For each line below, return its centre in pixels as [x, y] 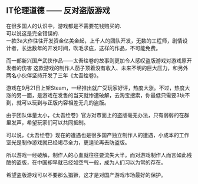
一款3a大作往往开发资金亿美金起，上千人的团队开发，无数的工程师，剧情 [94, 41]
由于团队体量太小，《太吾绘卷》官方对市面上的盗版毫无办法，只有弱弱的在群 [98, 115]
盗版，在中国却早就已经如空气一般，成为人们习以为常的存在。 [91, 162]
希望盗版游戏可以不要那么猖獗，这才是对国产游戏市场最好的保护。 [86, 175]
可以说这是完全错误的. [33, 33]
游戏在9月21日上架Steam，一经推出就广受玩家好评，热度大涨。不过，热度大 [98, 88]
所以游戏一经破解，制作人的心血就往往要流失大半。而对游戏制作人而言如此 [96, 155]
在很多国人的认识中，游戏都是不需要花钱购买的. [64, 26]
